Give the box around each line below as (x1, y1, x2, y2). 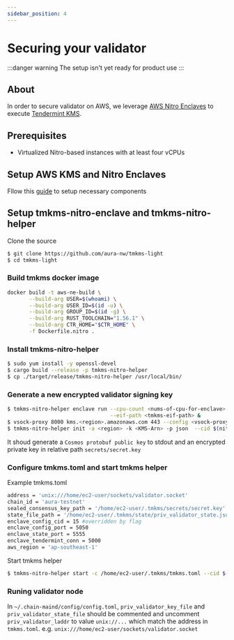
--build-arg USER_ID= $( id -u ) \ (29, 302, 123, 309)
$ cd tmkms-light (7, 256, 58, 264)
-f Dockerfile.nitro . (29, 328, 95, 335)
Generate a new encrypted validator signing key (7, 389, 173, 399)
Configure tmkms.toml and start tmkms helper (7, 462, 168, 472)
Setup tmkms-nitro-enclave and (7, 207, 150, 219)
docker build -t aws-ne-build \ (7, 289, 101, 296)
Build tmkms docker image (7, 273, 100, 283)
